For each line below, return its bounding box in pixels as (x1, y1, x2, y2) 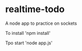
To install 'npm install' (5, 30, 51, 36)
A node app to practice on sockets (5, 20, 77, 26)
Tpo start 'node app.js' (5, 39, 53, 46)
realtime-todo (5, 4, 65, 15)
